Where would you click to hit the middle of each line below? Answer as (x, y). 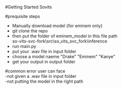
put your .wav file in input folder (44, 51)
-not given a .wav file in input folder (41, 76)
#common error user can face (35, 71)
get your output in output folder (44, 62)
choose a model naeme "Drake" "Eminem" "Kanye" (64, 57)
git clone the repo (30, 31)
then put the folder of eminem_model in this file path (65, 36)
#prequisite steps (23, 16)
